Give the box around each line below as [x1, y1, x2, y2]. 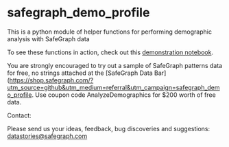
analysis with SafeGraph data [7, 34, 91, 43]
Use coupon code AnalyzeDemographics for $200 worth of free [35, 91, 216, 99]
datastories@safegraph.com [7, 132, 88, 140]
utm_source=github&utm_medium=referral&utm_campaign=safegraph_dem [7, 83, 221, 91]
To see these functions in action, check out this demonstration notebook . [7, 48, 214, 56]
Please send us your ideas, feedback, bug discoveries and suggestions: [7, 124, 210, 133]
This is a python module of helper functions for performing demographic [7, 27, 213, 36]
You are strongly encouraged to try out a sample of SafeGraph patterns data [7, 61, 223, 69]
